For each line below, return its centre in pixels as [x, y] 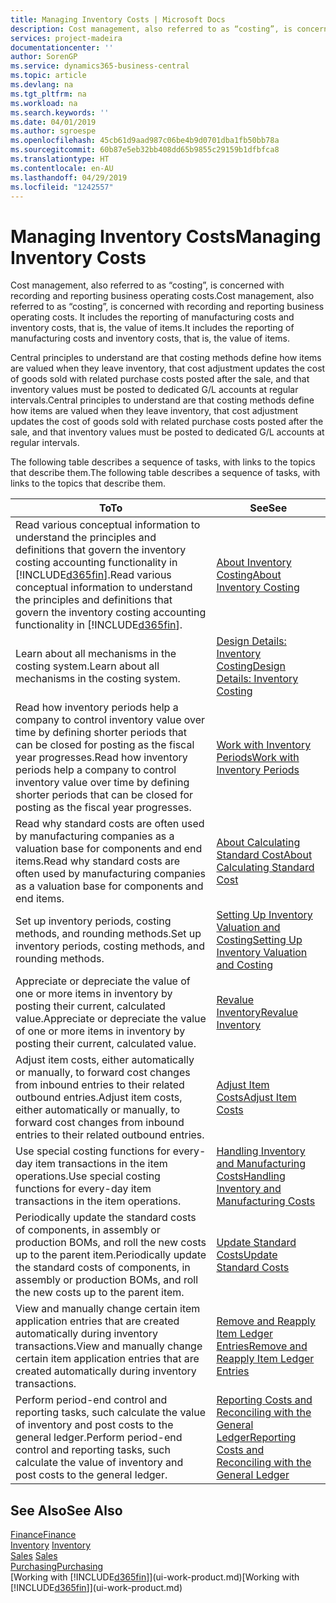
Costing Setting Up [259, 940]
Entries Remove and [262, 1346]
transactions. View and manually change [109, 1346]
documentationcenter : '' [62, 47]
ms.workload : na [44, 103]
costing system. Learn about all [87, 666]
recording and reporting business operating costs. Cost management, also [162, 296]
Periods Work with [258, 758]
